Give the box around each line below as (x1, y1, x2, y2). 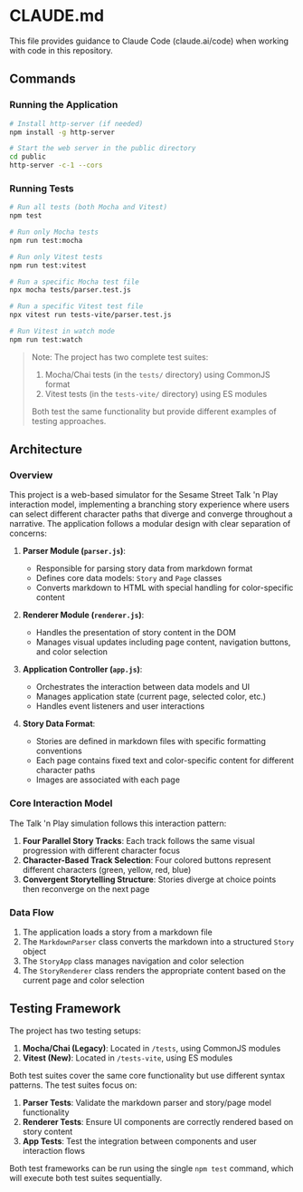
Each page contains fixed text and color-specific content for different (35, 755, 294, 766)
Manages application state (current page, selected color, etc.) (35, 691, 267, 703)
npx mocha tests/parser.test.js (9, 286, 131, 295)
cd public (9, 152, 47, 161)
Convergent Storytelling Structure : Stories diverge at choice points (22, 874, 277, 885)
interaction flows (22, 1145, 86, 1156)
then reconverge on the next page (22, 883, 150, 894)
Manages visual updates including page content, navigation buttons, (35, 636, 291, 648)
